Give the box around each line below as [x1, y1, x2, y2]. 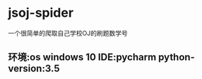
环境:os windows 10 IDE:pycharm [8, 51, 157, 64]
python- [158, 51, 195, 64]
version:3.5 [8, 63, 60, 75]
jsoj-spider [8, 5, 73, 21]
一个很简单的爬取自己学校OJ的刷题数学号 [8, 29, 128, 37]
